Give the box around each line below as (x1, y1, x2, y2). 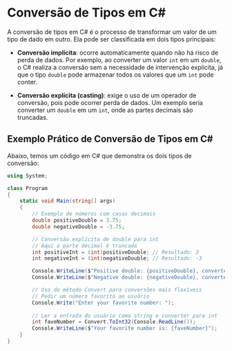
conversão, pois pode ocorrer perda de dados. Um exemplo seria (17, 98, 204, 106)
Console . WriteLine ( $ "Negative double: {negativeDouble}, (32, 274, 199, 281)
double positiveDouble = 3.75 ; (32, 217, 122, 224)
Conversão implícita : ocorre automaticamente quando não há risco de (17, 48, 219, 57)
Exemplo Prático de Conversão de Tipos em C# (7, 133, 213, 145)
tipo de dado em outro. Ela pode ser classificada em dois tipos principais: (7, 35, 216, 43)
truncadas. (17, 113, 48, 122)
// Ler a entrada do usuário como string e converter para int (32, 312, 217, 319)
